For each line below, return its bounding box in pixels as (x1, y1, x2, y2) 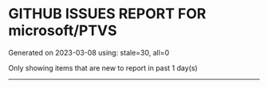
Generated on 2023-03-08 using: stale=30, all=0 (8, 48, 170, 57)
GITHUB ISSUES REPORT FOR (8, 5, 207, 23)
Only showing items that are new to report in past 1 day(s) (8, 63, 198, 72)
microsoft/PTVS (8, 21, 117, 40)
